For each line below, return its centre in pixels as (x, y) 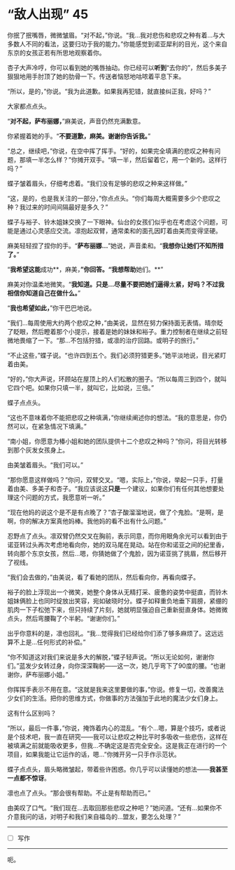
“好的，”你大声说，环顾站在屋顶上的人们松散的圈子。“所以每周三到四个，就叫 (117, 379)
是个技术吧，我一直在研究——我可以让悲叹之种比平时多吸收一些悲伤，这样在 (117, 737)
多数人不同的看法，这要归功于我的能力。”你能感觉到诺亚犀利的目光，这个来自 (117, 43)
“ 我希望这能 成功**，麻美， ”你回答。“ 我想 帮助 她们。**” (85, 269)
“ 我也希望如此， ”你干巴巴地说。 (51, 308)
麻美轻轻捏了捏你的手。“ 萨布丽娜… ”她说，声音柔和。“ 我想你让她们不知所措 (115, 246)
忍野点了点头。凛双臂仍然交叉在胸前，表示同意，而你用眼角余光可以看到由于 (117, 536)
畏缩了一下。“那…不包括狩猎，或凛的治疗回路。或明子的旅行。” (109, 340)
